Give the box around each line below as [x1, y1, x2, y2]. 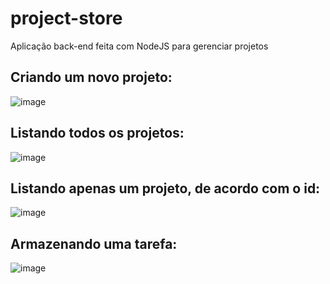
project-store [10, 7, 123, 30]
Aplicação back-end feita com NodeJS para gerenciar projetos [10, 40, 269, 52]
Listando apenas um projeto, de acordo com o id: [10, 180, 321, 197]
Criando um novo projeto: [10, 69, 173, 86]
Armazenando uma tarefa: [10, 235, 178, 252]
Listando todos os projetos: [10, 125, 185, 142]
